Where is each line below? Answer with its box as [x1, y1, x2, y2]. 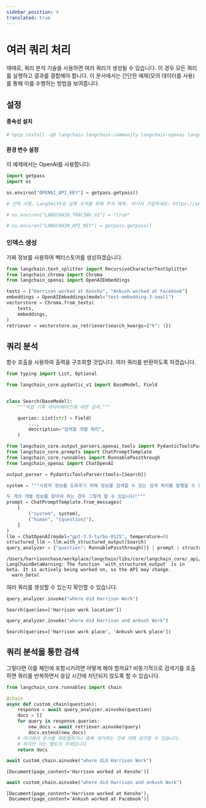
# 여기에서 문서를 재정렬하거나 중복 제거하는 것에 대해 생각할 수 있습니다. [17, 735, 181, 741]
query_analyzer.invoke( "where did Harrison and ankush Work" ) [6, 618, 169, 624]
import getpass [6, 173, 45, 179]
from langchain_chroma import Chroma [6, 271, 103, 278]
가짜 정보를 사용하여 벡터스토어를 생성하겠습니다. [6, 253, 123, 261]
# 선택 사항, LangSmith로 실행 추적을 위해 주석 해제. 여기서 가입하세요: [6, 201, 170, 207]
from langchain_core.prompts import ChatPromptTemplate [6, 449, 152, 455]
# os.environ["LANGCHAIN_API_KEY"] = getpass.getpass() [6, 223, 152, 229]
